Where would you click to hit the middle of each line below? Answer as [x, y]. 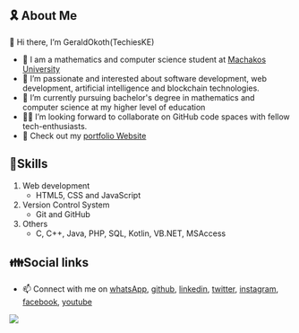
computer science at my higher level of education [114, 107]
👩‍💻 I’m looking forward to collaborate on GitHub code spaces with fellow [156, 117]
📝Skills [29, 164]
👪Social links [49, 263]
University [41, 69]
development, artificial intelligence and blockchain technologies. [141, 88]
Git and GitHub [63, 214]
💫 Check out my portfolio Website [84, 136]
